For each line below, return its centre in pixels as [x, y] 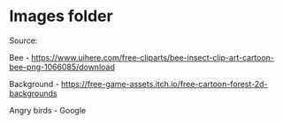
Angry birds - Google [48, 110]
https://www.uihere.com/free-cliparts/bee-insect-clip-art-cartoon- [153, 57]
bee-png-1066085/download [62, 67]
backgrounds [33, 93]
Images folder [61, 16]
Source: [23, 40]
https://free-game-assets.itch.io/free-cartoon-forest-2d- [164, 84]
